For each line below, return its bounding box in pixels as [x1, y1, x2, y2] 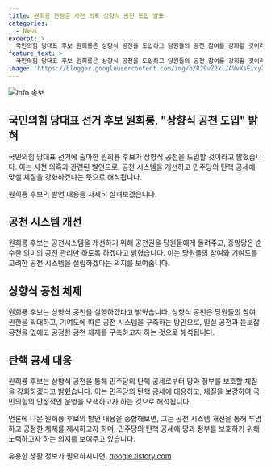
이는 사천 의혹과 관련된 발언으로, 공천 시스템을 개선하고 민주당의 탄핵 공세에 [19, 162, 256, 171]
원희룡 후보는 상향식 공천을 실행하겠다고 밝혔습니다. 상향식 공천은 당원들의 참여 [8, 307, 256, 317]
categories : [8, 19, 48, 27]
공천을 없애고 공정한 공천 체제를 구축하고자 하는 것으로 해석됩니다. [8, 327, 215, 337]
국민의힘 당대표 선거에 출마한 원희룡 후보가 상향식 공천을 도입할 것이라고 [8, 151, 235, 162]
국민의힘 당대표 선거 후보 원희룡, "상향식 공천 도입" [8, 114, 246, 128]
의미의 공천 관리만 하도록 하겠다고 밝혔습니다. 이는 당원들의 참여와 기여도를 [23, 248, 258, 258]
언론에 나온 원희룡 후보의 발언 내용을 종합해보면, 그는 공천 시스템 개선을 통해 [8, 414, 248, 423]
